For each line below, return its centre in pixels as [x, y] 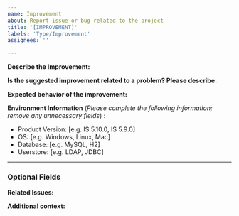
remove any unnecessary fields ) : [57, 116]
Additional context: [36, 206]
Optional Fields [34, 177]
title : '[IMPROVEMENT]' [43, 27]
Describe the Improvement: [49, 67]
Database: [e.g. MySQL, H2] [59, 145]
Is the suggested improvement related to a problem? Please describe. [112, 81]
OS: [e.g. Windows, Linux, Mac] [64, 137]
